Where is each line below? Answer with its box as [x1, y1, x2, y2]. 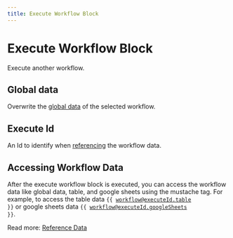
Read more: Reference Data [7, 223, 88, 232]
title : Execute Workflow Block [7, 10, 99, 17]
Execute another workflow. [7, 64, 85, 72]
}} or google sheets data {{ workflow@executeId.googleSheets [7, 202, 187, 211]
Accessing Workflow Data [7, 162, 124, 174]
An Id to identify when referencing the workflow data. [7, 141, 161, 150]
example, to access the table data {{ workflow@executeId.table [7, 195, 192, 203]
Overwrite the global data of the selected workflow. [7, 102, 156, 111]
